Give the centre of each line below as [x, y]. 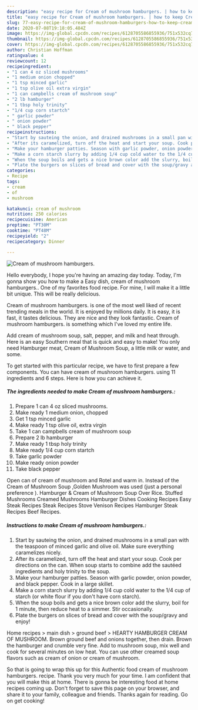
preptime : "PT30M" [29, 225]
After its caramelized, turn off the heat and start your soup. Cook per [98, 559]
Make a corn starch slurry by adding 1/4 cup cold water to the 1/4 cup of [103, 590]
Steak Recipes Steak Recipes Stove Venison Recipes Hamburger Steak [92, 505]
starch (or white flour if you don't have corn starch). [78, 597]
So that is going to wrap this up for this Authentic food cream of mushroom [98, 669]
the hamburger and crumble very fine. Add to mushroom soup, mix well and [98, 646]
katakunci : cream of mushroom [44, 209]
